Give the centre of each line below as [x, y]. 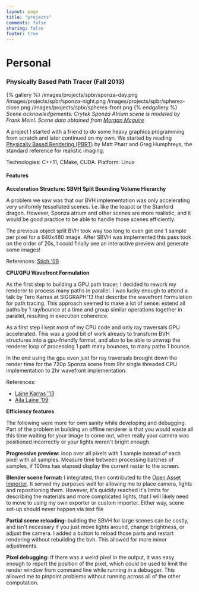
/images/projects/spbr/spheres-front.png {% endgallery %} [105, 107]
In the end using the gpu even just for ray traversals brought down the [92, 358]
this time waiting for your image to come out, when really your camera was [97, 435]
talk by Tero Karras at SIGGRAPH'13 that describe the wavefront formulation [99, 297]
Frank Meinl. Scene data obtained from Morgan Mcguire [75, 120]
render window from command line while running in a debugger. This [91, 570]
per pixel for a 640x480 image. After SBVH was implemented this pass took [99, 237]
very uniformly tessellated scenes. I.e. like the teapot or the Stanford [90, 206]
